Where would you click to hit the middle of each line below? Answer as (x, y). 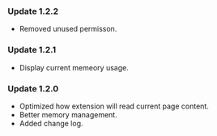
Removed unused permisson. (68, 29)
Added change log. (51, 123)
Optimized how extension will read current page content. (114, 106)
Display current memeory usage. (74, 67)
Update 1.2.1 (32, 50)
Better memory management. (68, 114)
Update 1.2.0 (33, 88)
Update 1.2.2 (33, 11)
